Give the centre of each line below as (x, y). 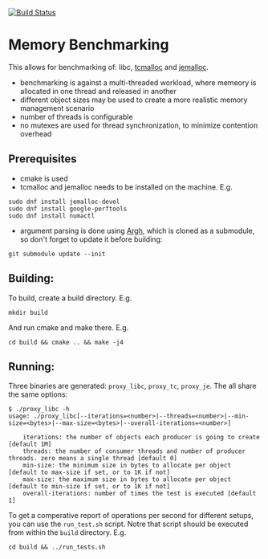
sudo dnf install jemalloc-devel (64, 202)
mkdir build (28, 312)
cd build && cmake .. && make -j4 (66, 342)
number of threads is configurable (77, 116)
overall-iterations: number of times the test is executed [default (140, 494)
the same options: (38, 394)
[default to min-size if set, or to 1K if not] (89, 487)
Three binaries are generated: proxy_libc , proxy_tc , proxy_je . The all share (132, 386)
